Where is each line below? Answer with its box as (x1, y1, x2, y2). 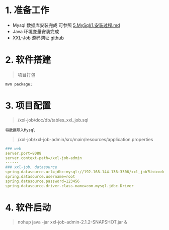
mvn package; (5, 81, 33, 87)
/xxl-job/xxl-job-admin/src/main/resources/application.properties (17, 136, 153, 142)
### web (5, 146, 22, 151)
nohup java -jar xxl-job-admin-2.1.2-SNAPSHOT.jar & (17, 219, 127, 225)
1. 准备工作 (5, 5, 49, 16)
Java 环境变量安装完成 (12, 28, 59, 34)
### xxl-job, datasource (5, 165, 57, 170)
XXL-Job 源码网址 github (12, 35, 64, 41)
